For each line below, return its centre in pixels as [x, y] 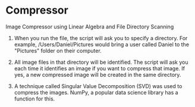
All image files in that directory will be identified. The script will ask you [101, 62]
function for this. [34, 99]
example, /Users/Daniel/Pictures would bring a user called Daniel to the [102, 44]
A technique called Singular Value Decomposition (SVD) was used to [98, 86]
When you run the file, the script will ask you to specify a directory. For [101, 38]
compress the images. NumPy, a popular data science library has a [96, 92]
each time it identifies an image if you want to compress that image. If [100, 68]
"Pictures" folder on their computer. [58, 50]
